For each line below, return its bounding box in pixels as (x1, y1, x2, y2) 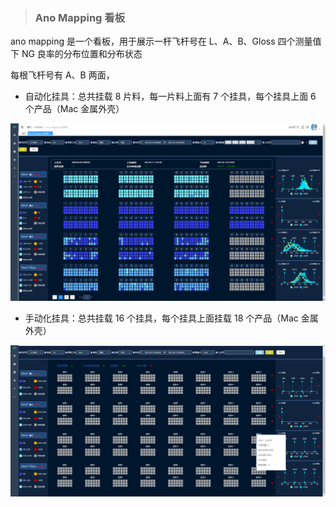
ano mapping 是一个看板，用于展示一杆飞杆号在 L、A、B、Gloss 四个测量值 (10, 35, 322, 48)
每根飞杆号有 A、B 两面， (10, 69, 115, 81)
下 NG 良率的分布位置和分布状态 (10, 48, 143, 60)
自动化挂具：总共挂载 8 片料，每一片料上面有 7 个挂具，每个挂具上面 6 (24, 90, 317, 103)
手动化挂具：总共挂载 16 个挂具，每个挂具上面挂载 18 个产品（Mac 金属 (24, 312, 319, 324)
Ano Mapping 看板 (34, 10, 126, 24)
